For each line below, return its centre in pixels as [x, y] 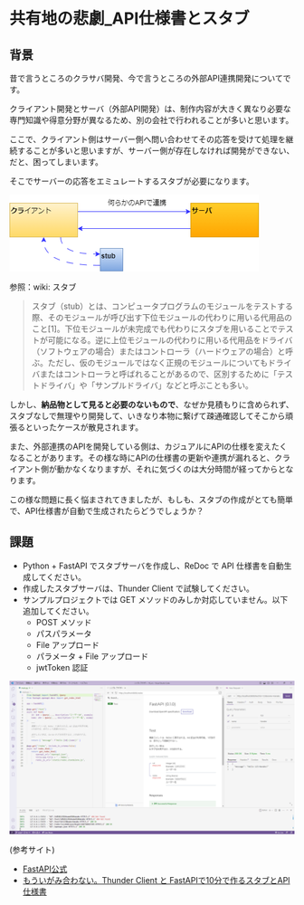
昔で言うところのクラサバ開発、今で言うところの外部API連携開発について [146, 78]
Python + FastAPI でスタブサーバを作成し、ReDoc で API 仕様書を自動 [153, 566]
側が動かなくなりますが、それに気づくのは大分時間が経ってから [159, 469]
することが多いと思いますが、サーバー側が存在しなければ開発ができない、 [156, 151]
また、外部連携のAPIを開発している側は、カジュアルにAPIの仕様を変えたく [148, 446]
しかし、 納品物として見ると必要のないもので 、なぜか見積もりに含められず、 [152, 405]
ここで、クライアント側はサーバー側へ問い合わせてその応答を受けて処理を [148, 139]
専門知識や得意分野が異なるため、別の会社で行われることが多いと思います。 [152, 120]
